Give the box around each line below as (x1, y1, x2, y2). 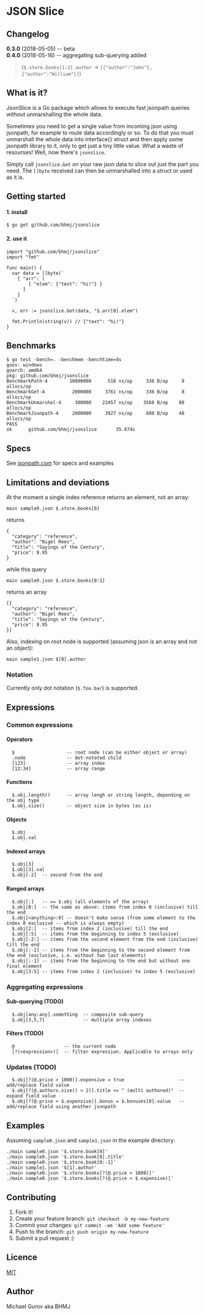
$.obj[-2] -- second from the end (12, 872, 103, 879)
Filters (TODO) (6, 1030, 44, 1037)
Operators (6, 735, 33, 743)
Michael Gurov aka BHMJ (6, 1303, 70, 1310)
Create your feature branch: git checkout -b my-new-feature (15, 1214, 170, 1222)
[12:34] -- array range (12, 766, 105, 772)
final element (6, 963, 43, 969)
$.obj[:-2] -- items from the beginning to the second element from (12, 947, 190, 953)
